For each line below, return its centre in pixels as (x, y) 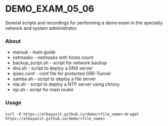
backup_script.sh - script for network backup (60, 63)
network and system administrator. (41, 28)
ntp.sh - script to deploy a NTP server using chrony (66, 84)
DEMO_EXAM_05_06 (50, 9)
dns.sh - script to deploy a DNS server (53, 68)
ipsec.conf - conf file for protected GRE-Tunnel (62, 74)
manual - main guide (34, 52)
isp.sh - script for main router (43, 90)
